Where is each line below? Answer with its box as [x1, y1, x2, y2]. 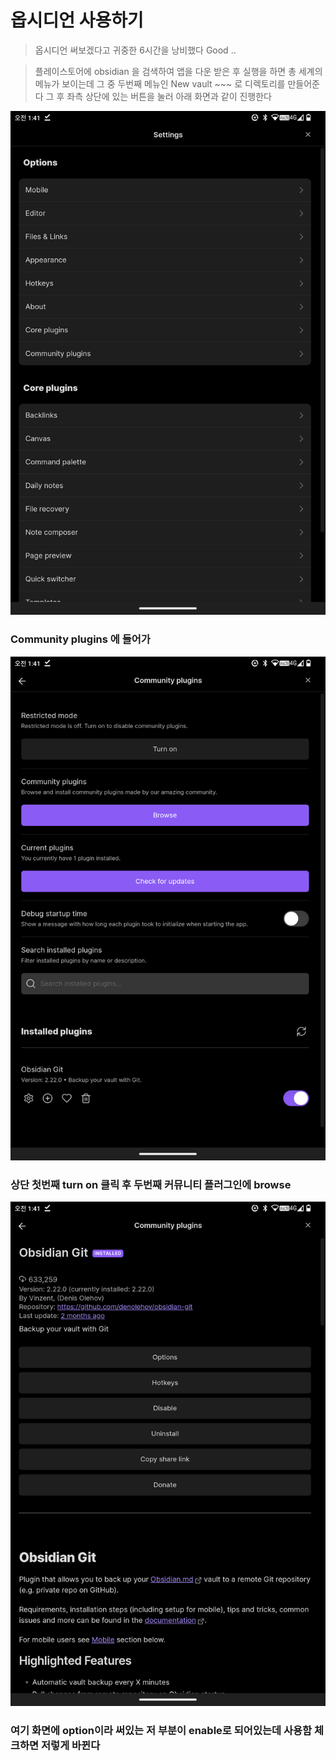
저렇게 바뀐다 [41, 1738, 101, 1752]
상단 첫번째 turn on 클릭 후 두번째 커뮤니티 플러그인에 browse [10, 1177, 292, 1191]
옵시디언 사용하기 [10, 9, 144, 32]
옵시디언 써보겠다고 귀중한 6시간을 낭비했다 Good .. [34, 44, 237, 56]
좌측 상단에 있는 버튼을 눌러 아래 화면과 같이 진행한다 [66, 90, 272, 102]
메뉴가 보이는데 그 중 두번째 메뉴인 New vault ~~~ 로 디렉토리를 [34, 77, 286, 90]
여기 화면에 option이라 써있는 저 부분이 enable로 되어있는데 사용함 [10, 1723, 313, 1737]
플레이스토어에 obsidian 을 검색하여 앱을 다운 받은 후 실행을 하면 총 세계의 [34, 65, 323, 77]
